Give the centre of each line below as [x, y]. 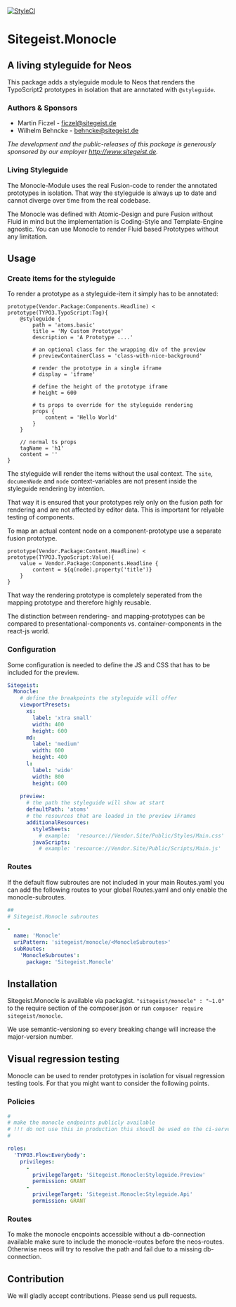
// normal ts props [48, 442]
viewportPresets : [45, 705]
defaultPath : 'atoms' [58, 809]
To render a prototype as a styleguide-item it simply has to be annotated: [113, 294]
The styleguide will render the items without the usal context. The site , [110, 474]
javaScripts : [52, 842]
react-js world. [28, 631]
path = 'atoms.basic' [64, 325]
